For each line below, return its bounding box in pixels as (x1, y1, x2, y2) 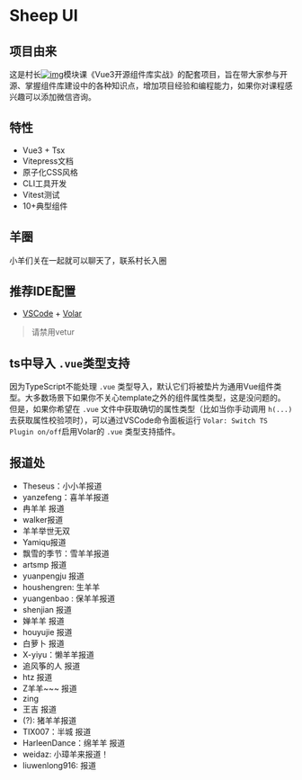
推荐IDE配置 (9, 284, 76, 300)
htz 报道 (22, 672, 53, 683)
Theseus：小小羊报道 (22, 480, 102, 491)
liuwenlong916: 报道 (22, 760, 97, 771)
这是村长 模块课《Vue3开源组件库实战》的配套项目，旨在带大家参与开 (9, 69, 288, 79)
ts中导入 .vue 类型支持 (9, 355, 130, 371)
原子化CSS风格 (22, 166, 78, 177)
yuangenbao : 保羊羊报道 (22, 593, 115, 604)
